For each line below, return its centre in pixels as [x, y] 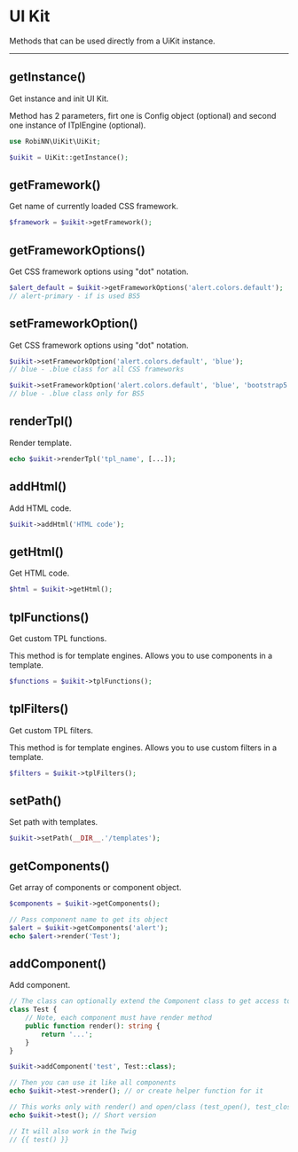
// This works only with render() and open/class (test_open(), [130, 1107]
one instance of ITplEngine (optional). [78, 125]
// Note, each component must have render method [119, 1018]
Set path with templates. [54, 822]
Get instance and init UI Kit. [59, 98]
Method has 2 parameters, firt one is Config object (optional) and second [143, 115]
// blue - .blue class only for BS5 [77, 394]
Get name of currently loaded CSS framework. [94, 207]
